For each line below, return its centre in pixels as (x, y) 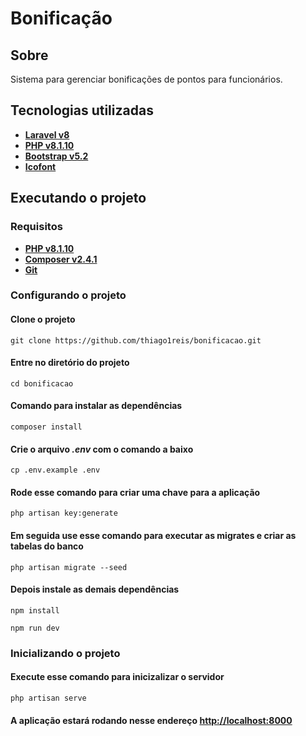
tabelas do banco (47, 546)
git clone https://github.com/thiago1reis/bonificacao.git (136, 340)
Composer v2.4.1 (61, 259)
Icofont (40, 166)
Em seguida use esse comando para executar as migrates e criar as (153, 536)
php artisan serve (48, 698)
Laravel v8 (47, 134)
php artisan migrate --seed (69, 567)
